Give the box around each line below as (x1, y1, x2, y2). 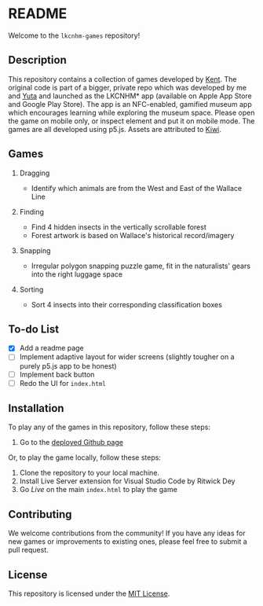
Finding (19, 207, 45, 216)
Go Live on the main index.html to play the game (19, 485, 178, 494)
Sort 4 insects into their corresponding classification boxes (31, 299, 222, 309)
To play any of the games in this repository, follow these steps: (8, 422, 210, 432)
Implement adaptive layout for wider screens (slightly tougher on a (19, 352, 235, 362)
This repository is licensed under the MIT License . (8, 589, 170, 598)
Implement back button (19, 369, 95, 379)
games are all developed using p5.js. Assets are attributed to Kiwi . (8, 124, 222, 134)
